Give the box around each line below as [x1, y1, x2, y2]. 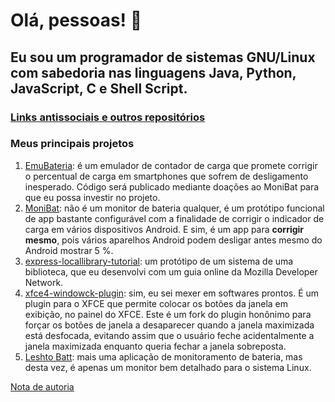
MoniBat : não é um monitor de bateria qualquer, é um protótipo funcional [24, 202, 325, 214]
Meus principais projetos [10, 137, 135, 151]
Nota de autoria [10, 380, 75, 393]
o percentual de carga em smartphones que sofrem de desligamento [24, 170, 309, 182]
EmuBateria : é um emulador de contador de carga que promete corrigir [24, 159, 318, 171]
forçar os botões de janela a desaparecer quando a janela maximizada [24, 319, 315, 331]
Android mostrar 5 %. [24, 244, 114, 256]
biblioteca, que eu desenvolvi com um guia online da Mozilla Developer [24, 265, 318, 278]
